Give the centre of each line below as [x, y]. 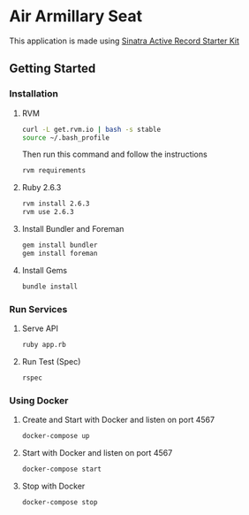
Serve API [40, 328]
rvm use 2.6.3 [48, 212]
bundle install [50, 286]
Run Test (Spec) [51, 361]
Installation [34, 94]
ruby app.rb [44, 344]
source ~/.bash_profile [66, 138]
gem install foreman [60, 253]
